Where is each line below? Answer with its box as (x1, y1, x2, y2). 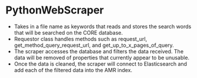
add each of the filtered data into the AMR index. (14, 66, 133, 73)
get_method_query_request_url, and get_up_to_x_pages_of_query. (14, 42, 175, 49)
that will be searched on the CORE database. (14, 29, 123, 36)
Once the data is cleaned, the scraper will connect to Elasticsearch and (14, 60, 187, 67)
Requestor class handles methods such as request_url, (14, 35, 147, 42)
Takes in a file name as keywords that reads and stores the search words (14, 23, 192, 30)
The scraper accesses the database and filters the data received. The (14, 48, 184, 55)
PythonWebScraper (5, 4, 104, 17)
